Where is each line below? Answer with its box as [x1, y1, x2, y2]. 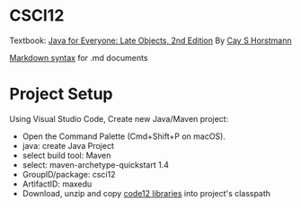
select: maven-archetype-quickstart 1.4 [22, 159, 169, 170]
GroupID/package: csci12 [22, 169, 116, 179]
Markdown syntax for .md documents [9, 52, 148, 63]
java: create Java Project [22, 140, 114, 151]
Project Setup [9, 84, 114, 104]
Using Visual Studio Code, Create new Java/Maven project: [9, 113, 229, 124]
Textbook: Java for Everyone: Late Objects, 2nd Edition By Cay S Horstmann [9, 35, 292, 46]
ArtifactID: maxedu [22, 178, 93, 189]
